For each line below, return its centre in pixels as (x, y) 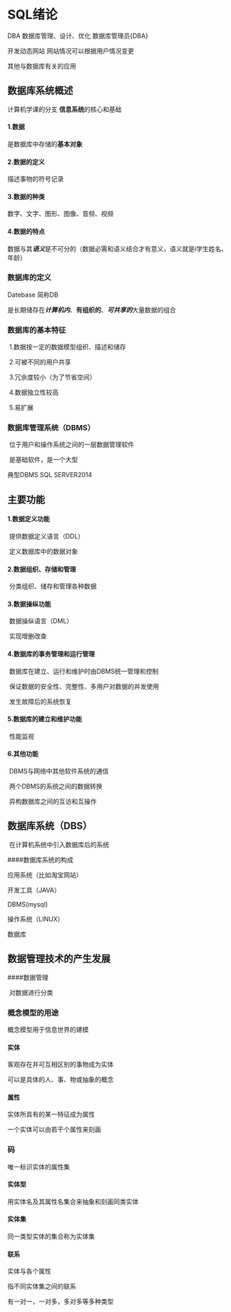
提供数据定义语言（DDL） (47, 536)
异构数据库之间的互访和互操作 (53, 801)
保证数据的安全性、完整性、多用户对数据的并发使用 (84, 686)
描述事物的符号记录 (36, 179)
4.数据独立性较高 (34, 392)
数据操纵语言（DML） (41, 621)
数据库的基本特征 (37, 330)
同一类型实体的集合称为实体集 (51, 1236)
